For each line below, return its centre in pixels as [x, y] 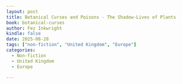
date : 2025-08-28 [28, 39]
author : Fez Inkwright [34, 28]
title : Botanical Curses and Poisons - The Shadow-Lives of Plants [91, 17]
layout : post [22, 12]
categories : [21, 50]
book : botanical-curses [36, 22]
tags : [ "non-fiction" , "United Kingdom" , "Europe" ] [71, 45]
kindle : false [24, 34]
